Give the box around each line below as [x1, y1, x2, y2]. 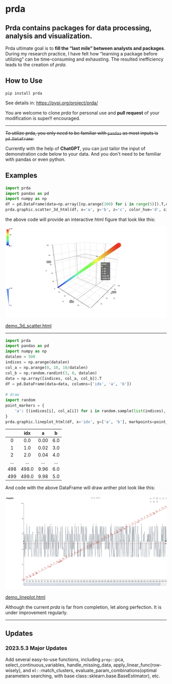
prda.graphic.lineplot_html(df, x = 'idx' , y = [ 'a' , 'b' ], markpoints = [5, 419, 155, 424]
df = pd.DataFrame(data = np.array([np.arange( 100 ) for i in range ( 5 [5, 201, 153, 207]
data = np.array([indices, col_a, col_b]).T [5, 376, 102, 381]
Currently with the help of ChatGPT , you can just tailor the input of [5, 145, 146, 152]
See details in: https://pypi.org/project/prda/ [5, 100, 98, 106]
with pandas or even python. [5, 156, 66, 162]
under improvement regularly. [5, 609, 68, 616]
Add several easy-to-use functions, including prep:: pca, [5, 656, 124, 662]
